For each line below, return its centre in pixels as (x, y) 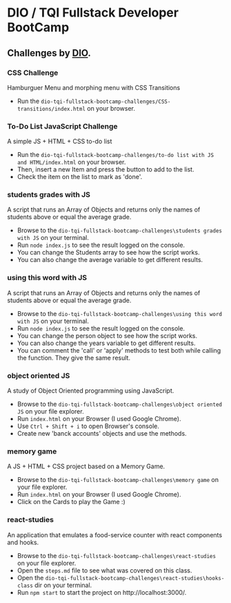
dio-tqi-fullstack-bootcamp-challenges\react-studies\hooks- (135, 578)
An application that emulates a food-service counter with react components (115, 535)
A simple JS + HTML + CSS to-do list (60, 141)
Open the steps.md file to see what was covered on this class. (104, 570)
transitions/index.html (51, 109)
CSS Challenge (33, 73)
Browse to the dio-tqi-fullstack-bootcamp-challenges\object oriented (120, 404)
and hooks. (23, 542)
